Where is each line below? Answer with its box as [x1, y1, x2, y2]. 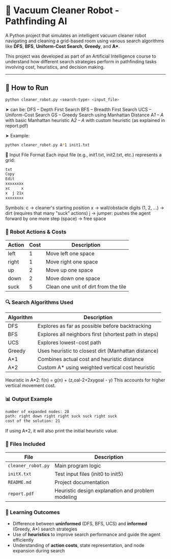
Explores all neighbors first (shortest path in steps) [37, 331, 159, 338]
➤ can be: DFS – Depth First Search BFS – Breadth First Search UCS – [5, 106, 152, 112]
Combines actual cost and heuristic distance [37, 356, 144, 363]
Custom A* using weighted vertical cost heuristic [37, 364, 155, 371]
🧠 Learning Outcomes [5, 509, 60, 516]
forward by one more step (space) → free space [5, 215, 106, 222]
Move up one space [45, 266, 93, 274]
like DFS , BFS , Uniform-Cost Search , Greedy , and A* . [5, 43, 120, 49]
